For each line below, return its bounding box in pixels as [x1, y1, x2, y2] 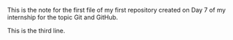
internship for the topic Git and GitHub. [7, 13, 118, 21]
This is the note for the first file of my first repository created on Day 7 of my [7, 6, 226, 14]
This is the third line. [7, 27, 65, 34]
